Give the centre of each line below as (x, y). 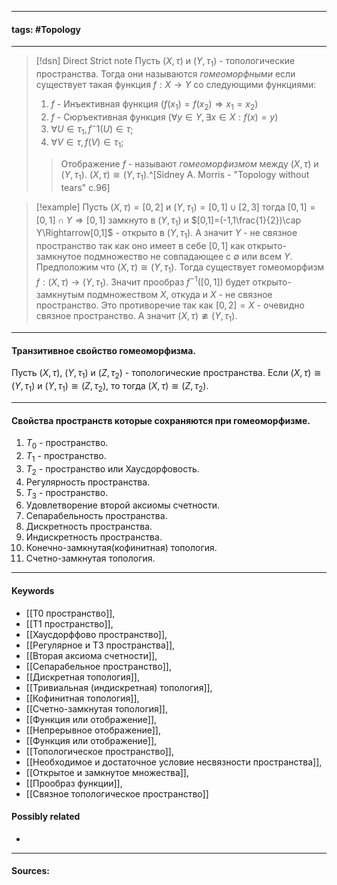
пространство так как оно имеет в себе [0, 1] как (140, 246)
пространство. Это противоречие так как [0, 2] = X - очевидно (170, 305)
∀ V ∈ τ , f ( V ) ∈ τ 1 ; (87, 143)
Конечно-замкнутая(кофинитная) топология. (121, 548)
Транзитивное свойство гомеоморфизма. (104, 350)
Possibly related (46, 817)
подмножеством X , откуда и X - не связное (179, 295)
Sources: (30, 871)
